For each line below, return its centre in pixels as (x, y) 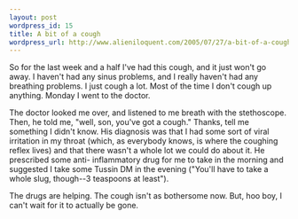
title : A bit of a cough (55, 34)
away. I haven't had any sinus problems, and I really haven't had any (134, 77)
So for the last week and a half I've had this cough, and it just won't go (138, 67)
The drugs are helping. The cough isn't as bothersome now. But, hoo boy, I (145, 196)
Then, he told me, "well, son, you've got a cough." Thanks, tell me (129, 122)
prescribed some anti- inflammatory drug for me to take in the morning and (146, 160)
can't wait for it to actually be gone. (74, 206)
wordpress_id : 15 (41, 26)
